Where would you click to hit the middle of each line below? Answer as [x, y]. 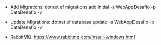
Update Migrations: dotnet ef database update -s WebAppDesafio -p [82, 22]
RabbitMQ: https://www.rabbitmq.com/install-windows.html [72, 37]
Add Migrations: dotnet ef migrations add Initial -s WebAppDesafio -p [83, 7]
